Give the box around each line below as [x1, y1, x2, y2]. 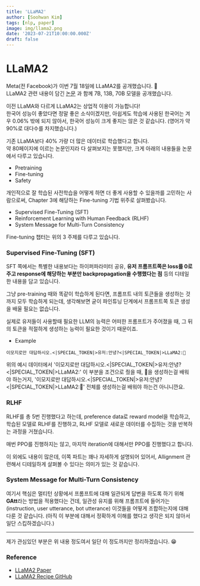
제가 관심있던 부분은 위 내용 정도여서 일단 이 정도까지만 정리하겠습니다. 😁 [6, 538, 177, 545]
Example [14, 337, 37, 344]
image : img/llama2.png [6, 25, 62, 32]
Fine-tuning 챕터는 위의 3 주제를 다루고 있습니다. [6, 233, 120, 240]
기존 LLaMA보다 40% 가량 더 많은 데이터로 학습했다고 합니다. [6, 137, 149, 145]
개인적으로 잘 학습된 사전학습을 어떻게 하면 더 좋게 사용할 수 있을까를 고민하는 [6, 189, 186, 196]
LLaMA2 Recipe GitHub [14, 573, 73, 580]
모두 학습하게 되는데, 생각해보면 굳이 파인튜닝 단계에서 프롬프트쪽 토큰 [17, 298, 180, 305]
